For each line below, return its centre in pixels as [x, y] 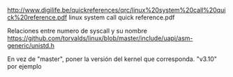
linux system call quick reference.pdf [122, 17]
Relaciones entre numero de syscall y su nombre [77, 31]
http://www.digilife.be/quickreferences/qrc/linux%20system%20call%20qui [116, 10]
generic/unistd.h [31, 45]
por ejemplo [24, 66]
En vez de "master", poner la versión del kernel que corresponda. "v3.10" [112, 59]
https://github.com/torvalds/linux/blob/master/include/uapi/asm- [100, 38]
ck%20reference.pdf [37, 17]
